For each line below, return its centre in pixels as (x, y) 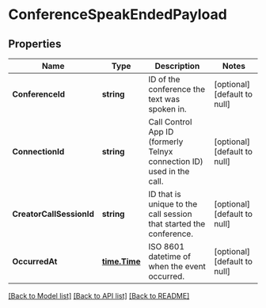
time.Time (121, 261)
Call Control (170, 122)
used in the (169, 171)
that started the (177, 224)
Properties (35, 44)
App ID (161, 132)
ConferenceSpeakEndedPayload (118, 15)
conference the (177, 89)
